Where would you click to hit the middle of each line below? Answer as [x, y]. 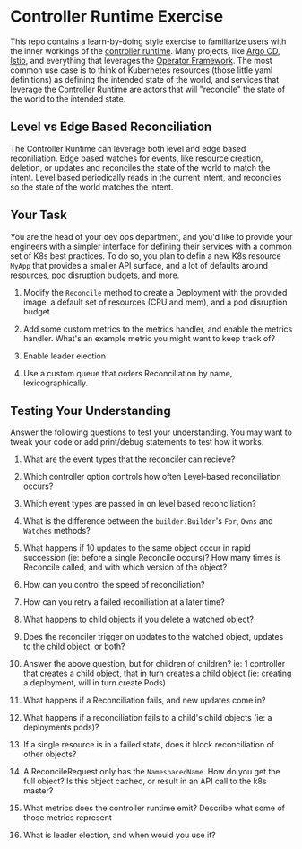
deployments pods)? [61, 727]
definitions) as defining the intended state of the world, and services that [145, 79]
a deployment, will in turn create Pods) [95, 683]
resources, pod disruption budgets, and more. [95, 275]
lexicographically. [56, 383]
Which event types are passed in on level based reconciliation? [139, 504]
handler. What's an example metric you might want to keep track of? [149, 338]
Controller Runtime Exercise [116, 17]
